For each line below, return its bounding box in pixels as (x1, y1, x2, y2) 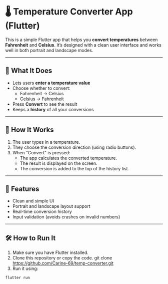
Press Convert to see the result (12, 101, 77, 107)
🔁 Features (5, 184, 39, 193)
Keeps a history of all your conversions (12, 106, 94, 112)
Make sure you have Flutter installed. (12, 249, 88, 255)
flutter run (5, 275, 30, 280)
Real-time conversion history (12, 208, 72, 215)
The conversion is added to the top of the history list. (19, 165, 129, 171)
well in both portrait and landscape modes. (5, 47, 93, 53)
